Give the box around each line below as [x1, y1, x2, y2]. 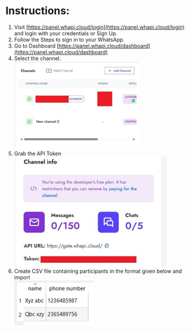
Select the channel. [14, 55, 61, 62]
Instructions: [5, 4, 70, 18]
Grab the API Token [14, 150, 62, 157]
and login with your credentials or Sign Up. [14, 29, 118, 36]
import [14, 273, 31, 280]
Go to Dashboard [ [14, 42, 59, 49]
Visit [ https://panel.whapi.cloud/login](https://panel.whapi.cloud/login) [14, 24, 185, 31]
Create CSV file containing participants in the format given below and [14, 268, 182, 275]
